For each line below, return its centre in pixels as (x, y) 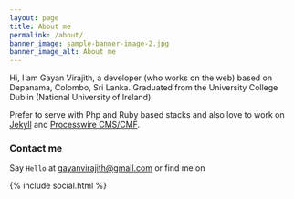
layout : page (34, 18)
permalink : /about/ (47, 35)
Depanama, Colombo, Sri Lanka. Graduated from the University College (144, 88)
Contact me (36, 149)
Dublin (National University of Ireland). (81, 98)
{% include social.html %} (58, 186)
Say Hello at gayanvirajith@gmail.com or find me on (107, 168)
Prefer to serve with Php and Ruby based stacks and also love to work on (147, 115)
